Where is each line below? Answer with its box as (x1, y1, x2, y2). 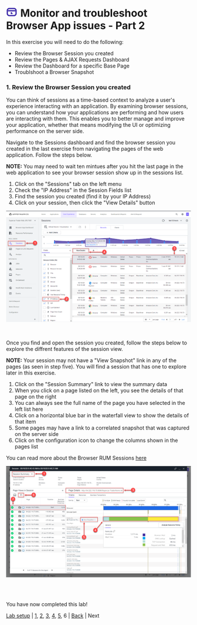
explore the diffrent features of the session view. (6, 345, 123, 352)
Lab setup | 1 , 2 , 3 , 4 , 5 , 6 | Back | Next (6, 612, 100, 619)
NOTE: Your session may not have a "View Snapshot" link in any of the (6, 357, 177, 364)
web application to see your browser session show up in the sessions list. (6, 169, 184, 176)
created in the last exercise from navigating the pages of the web (6, 146, 164, 153)
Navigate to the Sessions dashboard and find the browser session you (6, 139, 176, 146)
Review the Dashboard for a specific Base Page (14, 62, 130, 69)
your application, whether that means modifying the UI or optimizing (6, 121, 171, 129)
